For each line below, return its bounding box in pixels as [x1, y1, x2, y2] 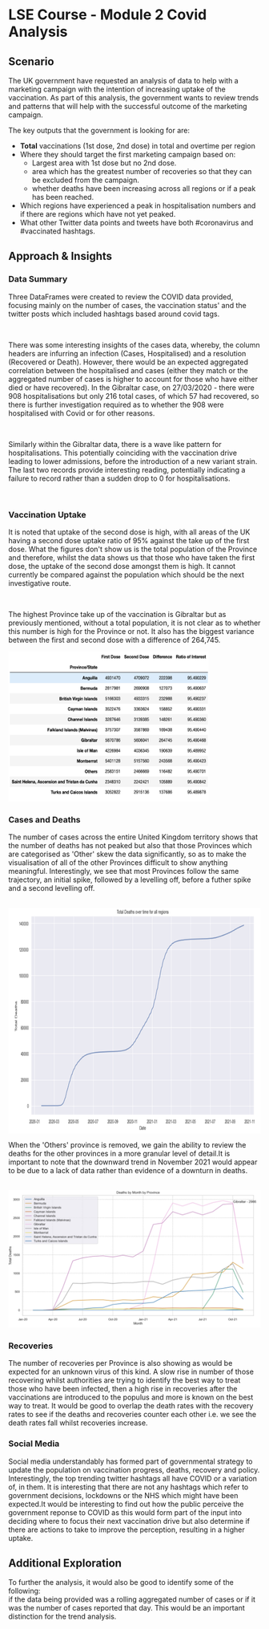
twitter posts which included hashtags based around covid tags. [8, 309, 220, 319]
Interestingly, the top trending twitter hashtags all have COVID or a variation [8, 1473, 258, 1483]
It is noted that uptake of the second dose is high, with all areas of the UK [8, 527, 251, 537]
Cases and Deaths [8, 814, 82, 825]
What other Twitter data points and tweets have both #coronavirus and [19, 218, 254, 227]
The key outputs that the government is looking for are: [8, 126, 191, 135]
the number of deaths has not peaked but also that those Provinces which [8, 841, 252, 851]
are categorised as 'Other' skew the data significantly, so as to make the [8, 849, 247, 859]
